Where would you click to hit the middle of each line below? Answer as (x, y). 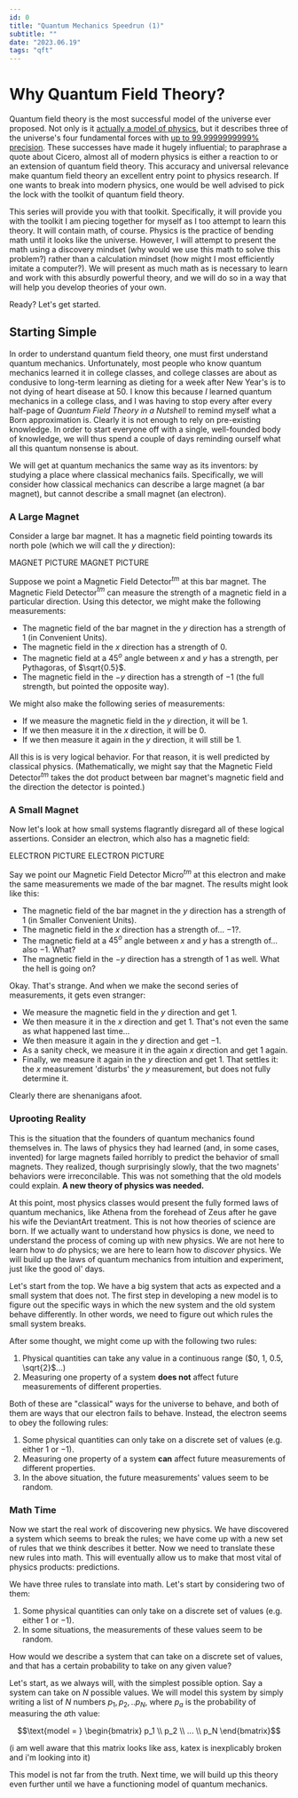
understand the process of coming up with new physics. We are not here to (147, 1240)
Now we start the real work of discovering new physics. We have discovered (149, 1529)
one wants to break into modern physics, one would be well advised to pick (147, 185)
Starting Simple (53, 333)
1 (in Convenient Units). (65, 638)
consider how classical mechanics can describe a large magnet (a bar (137, 484)
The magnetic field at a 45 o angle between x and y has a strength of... (149, 940)
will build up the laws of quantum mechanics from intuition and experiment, (146, 1259)
